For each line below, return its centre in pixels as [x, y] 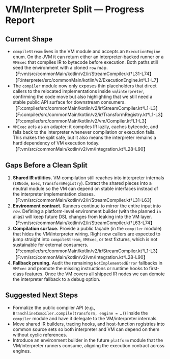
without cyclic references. [40, 334]
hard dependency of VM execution [49, 143]
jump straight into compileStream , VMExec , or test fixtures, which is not [85, 239]
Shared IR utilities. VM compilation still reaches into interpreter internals [88, 178]
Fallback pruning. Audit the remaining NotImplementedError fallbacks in [88, 263]
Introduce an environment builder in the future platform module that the [88, 340]
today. [93, 143]
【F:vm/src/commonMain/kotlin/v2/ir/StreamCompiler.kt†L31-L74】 [83, 74]
